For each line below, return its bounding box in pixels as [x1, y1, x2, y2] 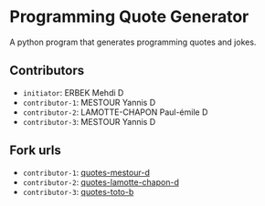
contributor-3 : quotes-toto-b [22, 186, 134, 197]
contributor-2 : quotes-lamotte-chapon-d [22, 176, 180, 188]
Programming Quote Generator [9, 6, 249, 27]
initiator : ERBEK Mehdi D [22, 87, 124, 98]
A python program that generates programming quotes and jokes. [9, 36, 257, 47]
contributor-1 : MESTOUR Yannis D [22, 97, 156, 108]
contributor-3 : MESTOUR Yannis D [22, 116, 156, 127]
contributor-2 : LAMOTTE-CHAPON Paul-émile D [22, 107, 208, 118]
